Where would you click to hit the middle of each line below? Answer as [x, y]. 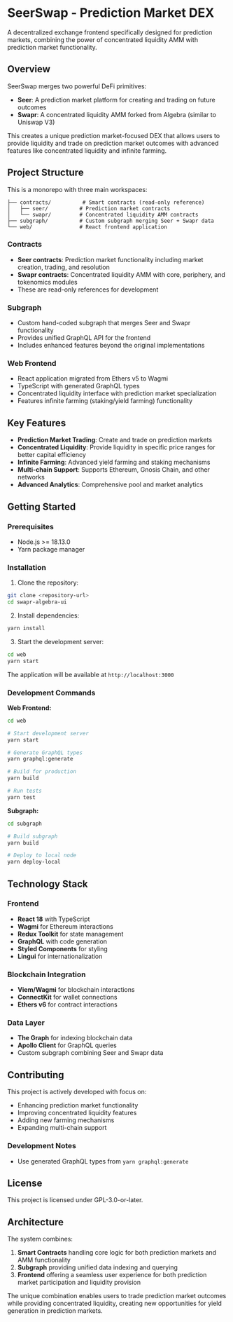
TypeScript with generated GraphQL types [78, 386]
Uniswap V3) [36, 122]
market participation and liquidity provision [79, 1282]
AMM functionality [44, 1260]
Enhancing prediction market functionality [78, 1105]
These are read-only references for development [88, 289]
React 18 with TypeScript [54, 919]
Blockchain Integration [47, 974]
